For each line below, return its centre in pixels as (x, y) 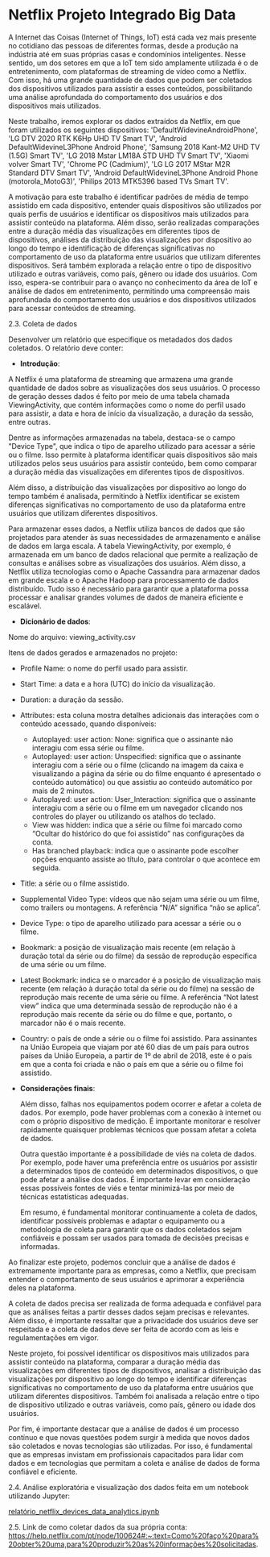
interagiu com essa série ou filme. (88, 748)
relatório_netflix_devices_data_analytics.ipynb (84, 1511)
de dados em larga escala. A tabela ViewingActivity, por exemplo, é (120, 546)
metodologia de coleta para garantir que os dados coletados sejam (131, 1229)
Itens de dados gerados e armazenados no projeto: (93, 652)
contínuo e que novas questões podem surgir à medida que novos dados (129, 1437)
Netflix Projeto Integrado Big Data (122, 15)
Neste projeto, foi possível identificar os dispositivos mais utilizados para (129, 1353)
